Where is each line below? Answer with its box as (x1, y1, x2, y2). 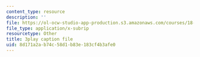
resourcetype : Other (6, 31, 58, 37)
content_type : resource (6, 8, 65, 15)
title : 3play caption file (6, 36, 73, 42)
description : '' (6, 14, 46, 20)
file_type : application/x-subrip (6, 25, 89, 31)
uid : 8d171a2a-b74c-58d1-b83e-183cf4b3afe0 (6, 42, 116, 48)
